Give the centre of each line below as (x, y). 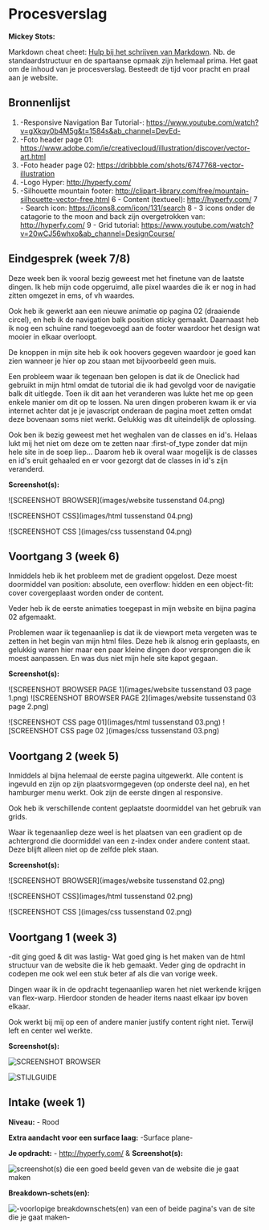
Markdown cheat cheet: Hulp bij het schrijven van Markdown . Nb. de (122, 52)
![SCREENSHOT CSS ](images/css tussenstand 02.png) (100, 912)
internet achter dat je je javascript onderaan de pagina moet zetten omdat (130, 411)
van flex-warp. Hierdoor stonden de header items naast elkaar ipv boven (128, 998)
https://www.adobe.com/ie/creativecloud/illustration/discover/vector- (135, 148)
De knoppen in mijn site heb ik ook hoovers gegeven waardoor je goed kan (132, 352)
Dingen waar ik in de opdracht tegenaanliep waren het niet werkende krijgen (135, 989)
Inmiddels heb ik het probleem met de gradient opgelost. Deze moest (123, 576)
